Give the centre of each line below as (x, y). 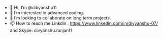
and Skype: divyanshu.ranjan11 (41, 30)
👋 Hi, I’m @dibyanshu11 (33, 8)
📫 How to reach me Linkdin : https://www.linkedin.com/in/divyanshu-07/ (84, 23)
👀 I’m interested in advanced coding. (47, 13)
